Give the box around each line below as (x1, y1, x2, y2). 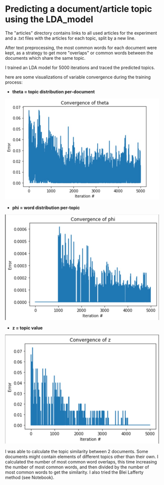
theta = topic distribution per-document (12, 89, 95, 94)
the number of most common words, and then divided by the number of (5, 464, 149, 470)
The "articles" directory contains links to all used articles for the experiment (5, 30, 157, 36)
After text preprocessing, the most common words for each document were (5, 45, 157, 50)
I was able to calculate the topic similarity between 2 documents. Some (5, 448, 148, 454)
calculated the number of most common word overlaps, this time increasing (5, 459, 157, 464)
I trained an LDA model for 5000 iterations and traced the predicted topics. (5, 65, 155, 70)
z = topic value (12, 324, 43, 331)
